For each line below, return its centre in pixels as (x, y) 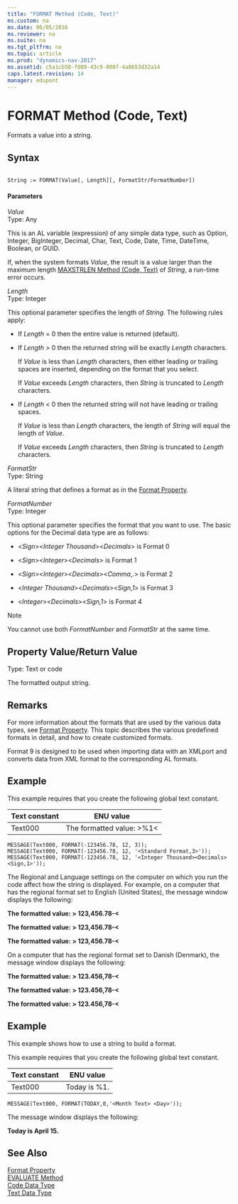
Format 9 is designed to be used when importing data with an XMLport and (117, 751)
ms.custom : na (28, 21)
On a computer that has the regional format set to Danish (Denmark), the (114, 955)
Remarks (28, 705)
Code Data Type (31, 1185)
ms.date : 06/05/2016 (38, 27)
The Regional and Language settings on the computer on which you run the (118, 877)
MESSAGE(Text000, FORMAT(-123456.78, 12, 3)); (77, 845)
